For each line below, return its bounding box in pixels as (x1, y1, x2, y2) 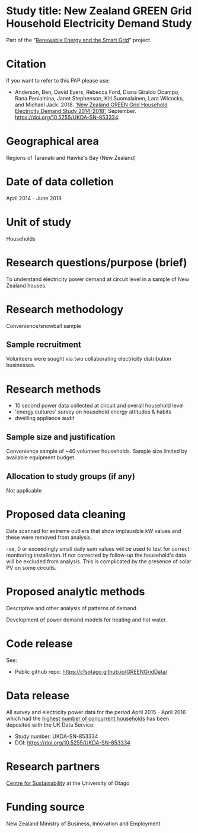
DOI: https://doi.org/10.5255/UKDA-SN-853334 (14, 739, 130, 746)
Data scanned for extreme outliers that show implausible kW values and (6, 527, 182, 534)
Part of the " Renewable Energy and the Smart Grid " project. (6, 36, 152, 43)
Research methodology (6, 302, 124, 316)
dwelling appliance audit (14, 415, 75, 422)
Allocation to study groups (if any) (6, 471, 135, 481)
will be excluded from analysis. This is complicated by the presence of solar (6, 557, 191, 565)
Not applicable (6, 487, 42, 494)
